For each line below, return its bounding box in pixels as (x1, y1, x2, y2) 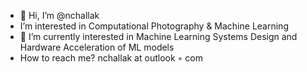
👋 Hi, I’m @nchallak (19, 10, 100, 21)
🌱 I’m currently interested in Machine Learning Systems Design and (19, 31, 298, 42)
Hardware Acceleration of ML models (19, 41, 175, 53)
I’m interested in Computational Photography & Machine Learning (19, 20, 289, 32)
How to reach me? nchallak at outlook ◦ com (19, 52, 204, 64)
